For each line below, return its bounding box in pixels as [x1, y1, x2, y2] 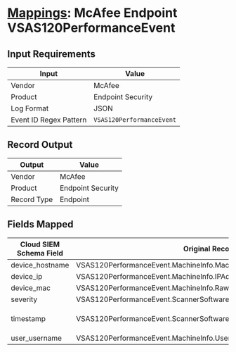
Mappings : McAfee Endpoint [7, 5, 178, 21]
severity [11, 294, 38, 304]
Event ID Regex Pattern [11, 115, 87, 125]
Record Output [7, 139, 73, 151]
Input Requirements [7, 48, 96, 60]
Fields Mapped [7, 218, 74, 230]
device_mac [11, 283, 51, 293]
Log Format [11, 103, 49, 113]
